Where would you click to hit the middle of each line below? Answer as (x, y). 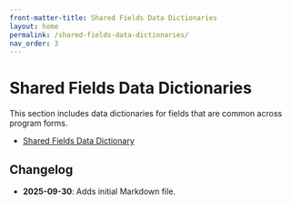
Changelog (41, 169)
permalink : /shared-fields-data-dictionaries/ (99, 35)
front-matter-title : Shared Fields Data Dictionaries (114, 18)
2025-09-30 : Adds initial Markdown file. (99, 191)
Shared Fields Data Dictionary (78, 141)
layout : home (34, 26)
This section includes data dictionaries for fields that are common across (146, 114)
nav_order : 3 (34, 43)
